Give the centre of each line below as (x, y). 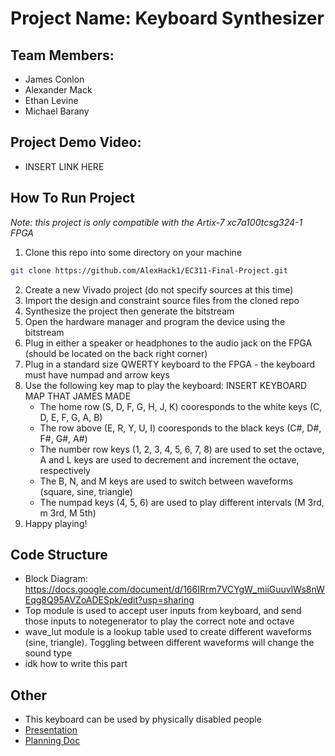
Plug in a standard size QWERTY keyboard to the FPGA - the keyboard (170, 364)
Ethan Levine (51, 100)
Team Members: (62, 55)
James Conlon (54, 79)
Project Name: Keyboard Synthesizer (167, 18)
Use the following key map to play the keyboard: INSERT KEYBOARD (166, 385)
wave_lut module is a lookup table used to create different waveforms (168, 632)
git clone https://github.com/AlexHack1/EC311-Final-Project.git (149, 270)
